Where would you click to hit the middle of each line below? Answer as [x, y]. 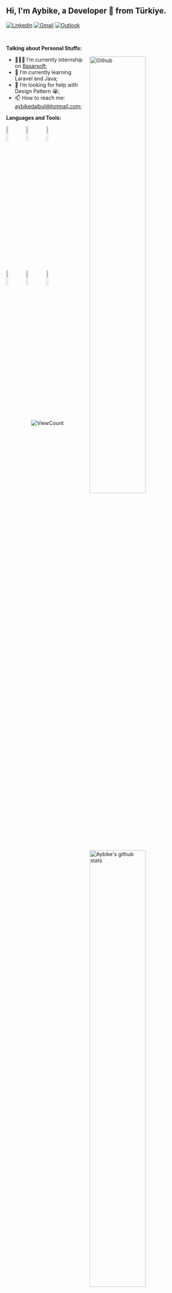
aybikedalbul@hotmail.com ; [48, 106]
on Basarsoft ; [31, 66]
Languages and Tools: [34, 118]
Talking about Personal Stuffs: [44, 48]
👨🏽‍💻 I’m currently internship [49, 59]
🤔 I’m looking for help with [46, 85]
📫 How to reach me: [40, 98]
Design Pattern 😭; [37, 91]
